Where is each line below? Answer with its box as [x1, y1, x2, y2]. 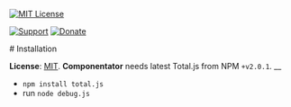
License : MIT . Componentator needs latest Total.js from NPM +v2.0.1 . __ [9, 61, 282, 71]
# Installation [9, 43, 58, 54]
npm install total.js [22, 80, 104, 89]
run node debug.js [22, 88, 90, 98]
